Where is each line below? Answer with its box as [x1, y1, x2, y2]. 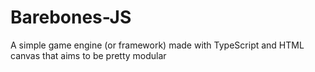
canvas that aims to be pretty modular [10, 49, 167, 61]
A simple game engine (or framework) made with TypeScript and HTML [10, 39, 305, 51]
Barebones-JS [10, 6, 132, 29]
